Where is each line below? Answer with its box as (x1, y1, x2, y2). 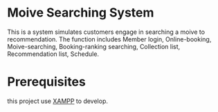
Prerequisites (7, 74, 87, 90)
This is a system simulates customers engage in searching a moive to (7, 28, 206, 36)
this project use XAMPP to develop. (7, 97, 109, 105)
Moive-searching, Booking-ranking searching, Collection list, (7, 42, 181, 50)
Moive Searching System (7, 5, 154, 21)
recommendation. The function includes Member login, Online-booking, (7, 35, 212, 43)
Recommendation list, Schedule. (7, 50, 99, 58)
